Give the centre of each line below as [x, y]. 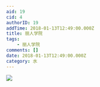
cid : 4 [14, 17]
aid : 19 [16, 12]
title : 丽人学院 [24, 34]
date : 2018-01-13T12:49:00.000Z [46, 56]
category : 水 [22, 61]
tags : [13, 39]
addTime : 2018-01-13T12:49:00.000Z [50, 28]
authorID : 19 [22, 22]
